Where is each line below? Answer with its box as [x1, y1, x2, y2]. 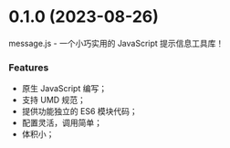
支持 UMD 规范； [21, 94, 86, 106]
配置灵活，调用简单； [21, 117, 102, 129]
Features [8, 61, 49, 74]
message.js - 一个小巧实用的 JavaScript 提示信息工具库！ [8, 37, 225, 48]
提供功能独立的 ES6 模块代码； [21, 106, 138, 117]
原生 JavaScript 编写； [21, 83, 107, 94]
